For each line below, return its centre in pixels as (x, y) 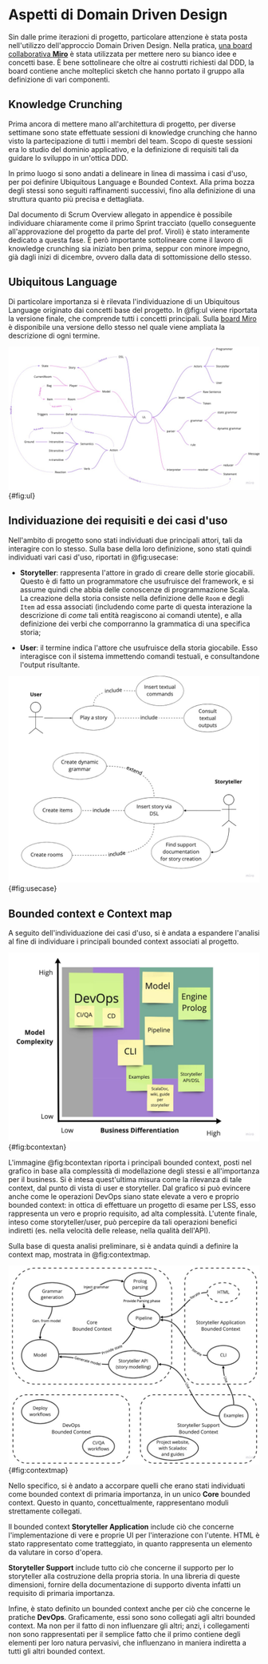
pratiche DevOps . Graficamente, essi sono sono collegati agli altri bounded (132, 1617)
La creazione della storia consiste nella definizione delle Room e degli (132, 598)
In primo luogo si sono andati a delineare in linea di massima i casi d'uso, (128, 173)
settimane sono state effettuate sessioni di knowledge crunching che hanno (133, 132)
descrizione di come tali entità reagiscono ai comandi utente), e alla (130, 615)
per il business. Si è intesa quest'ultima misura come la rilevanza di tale (125, 1180)
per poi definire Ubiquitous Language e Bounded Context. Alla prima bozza (132, 182)
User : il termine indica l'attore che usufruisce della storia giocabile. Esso (138, 648)
